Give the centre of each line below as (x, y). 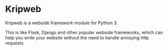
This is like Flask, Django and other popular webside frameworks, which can (84, 32)
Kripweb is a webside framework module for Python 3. (62, 23)
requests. (15, 43)
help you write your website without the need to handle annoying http (77, 38)
